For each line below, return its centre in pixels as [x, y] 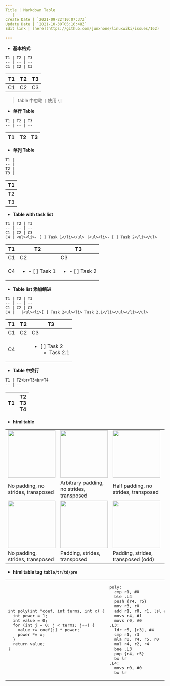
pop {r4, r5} [129, 654]
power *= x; [31, 635]
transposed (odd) [134, 559]
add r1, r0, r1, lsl [138, 611]
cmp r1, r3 [127, 635]
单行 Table [24, 111]
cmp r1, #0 [127, 592]
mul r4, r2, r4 [132, 644]
